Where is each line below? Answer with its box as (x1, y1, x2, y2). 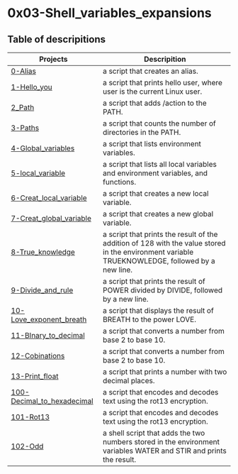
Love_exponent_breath (11, 314, 87, 324)
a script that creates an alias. (102, 66, 198, 76)
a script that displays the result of (102, 306, 214, 315)
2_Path (11, 103, 35, 112)
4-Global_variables (11, 143, 75, 153)
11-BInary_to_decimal (11, 331, 85, 340)
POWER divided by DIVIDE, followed (102, 285, 223, 295)
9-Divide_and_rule (11, 285, 74, 295)
